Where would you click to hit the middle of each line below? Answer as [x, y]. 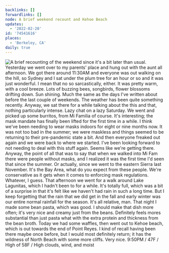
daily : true [18, 48]
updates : [14, 24]
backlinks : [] [20, 10]
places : [13, 38]
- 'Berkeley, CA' [28, 43]
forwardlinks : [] [24, 15]
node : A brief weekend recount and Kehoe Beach [56, 19]
